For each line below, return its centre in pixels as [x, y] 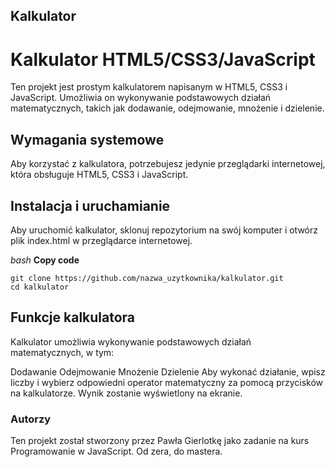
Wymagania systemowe [87, 139]
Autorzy [31, 419]
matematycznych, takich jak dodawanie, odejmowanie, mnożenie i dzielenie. [167, 108]
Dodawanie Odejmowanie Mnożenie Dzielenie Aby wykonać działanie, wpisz [168, 371]
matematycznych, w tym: [62, 352]
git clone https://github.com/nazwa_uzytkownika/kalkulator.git [147, 278]
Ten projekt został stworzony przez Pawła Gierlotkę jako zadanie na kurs [160, 441]
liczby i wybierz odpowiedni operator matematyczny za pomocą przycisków [167, 382]
